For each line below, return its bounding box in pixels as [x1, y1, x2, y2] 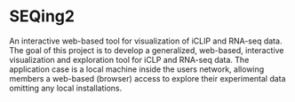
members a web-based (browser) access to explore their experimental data [9, 73, 286, 83]
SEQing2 [9, 6, 76, 27]
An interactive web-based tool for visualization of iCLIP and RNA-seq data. [9, 35, 283, 46]
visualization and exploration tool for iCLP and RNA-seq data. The [9, 54, 250, 65]
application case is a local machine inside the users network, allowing [9, 64, 265, 75]
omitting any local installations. [9, 82, 123, 93]
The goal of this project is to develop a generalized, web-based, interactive [9, 44, 284, 55]
